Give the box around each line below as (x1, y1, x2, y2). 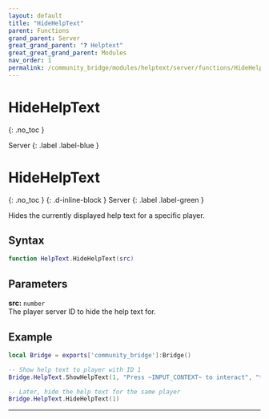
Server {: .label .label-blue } (8, 140, 100, 150)
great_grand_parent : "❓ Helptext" (8, 42, 123, 50)
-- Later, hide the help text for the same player (8, 388, 181, 396)
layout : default (8, 11, 62, 20)
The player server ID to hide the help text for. (8, 307, 156, 316)
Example (8, 330, 53, 344)
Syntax (8, 234, 45, 248)
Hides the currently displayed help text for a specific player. (8, 210, 206, 220)
